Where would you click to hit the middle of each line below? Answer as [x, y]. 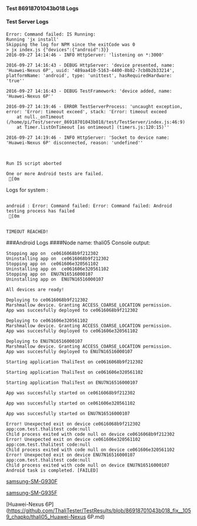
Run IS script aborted [34, 163]
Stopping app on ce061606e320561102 [52, 264]
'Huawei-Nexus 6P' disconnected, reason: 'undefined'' [75, 143]
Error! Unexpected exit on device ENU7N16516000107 [71, 455]
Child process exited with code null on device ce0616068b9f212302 [91, 434]
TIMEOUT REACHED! [27, 231]
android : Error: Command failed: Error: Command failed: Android [89, 206]
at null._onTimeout [41, 117]
